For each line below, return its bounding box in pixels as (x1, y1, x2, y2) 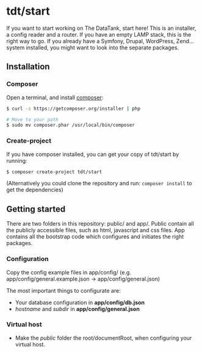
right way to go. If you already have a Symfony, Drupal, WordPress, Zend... (6, 37, 194, 45)
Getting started (6, 204, 66, 214)
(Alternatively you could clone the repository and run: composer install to (6, 180, 192, 187)
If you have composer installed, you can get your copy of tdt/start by (6, 151, 179, 158)
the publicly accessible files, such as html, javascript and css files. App (6, 227, 185, 234)
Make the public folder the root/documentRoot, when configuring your (15, 334, 192, 341)
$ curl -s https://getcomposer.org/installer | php (6, 105, 140, 112)
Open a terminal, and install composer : (6, 93, 104, 101)
